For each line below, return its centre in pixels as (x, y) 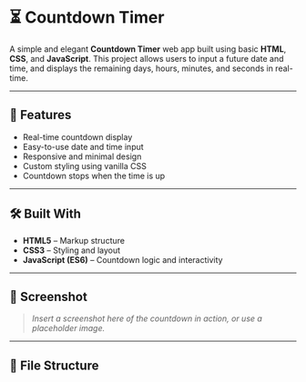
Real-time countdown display (77, 136)
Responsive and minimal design (82, 156)
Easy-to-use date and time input (83, 146)
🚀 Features (41, 115)
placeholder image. (68, 328)
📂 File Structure (54, 365)
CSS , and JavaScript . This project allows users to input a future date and (147, 58)
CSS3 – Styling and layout (71, 250)
